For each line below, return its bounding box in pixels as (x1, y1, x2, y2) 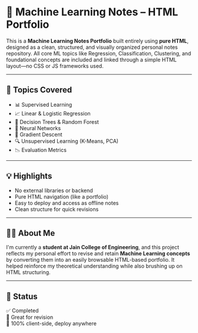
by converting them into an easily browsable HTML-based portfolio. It (6, 256, 175, 263)
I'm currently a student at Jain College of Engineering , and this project (6, 244, 180, 251)
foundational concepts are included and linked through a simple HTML (6, 56, 177, 63)
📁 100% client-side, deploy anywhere (6, 320, 97, 327)
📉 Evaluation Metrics (14, 146, 67, 153)
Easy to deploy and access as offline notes (14, 199, 119, 206)
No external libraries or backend (14, 187, 93, 194)
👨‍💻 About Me (6, 228, 55, 238)
